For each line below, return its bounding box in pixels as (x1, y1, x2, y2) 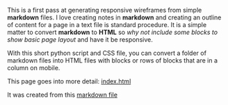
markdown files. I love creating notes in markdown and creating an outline (7, 13, 222, 22)
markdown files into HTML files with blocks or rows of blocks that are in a (7, 56, 218, 65)
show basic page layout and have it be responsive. (7, 35, 153, 44)
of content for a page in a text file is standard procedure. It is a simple (7, 21, 207, 29)
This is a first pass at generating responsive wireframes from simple (7, 6, 202, 14)
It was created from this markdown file (7, 90, 118, 99)
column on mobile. (7, 64, 60, 72)
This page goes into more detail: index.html (7, 77, 131, 86)
